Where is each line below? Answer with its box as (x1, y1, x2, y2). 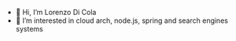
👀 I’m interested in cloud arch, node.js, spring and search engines (15, 16, 228, 25)
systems (15, 24, 43, 33)
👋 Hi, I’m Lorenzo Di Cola (15, 8, 97, 17)
